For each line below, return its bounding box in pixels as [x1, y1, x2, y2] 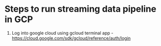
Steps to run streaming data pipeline [4, 3, 157, 15]
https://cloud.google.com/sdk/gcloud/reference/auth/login [11, 35, 131, 41]
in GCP [4, 14, 33, 25]
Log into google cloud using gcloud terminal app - [11, 30, 114, 36]
